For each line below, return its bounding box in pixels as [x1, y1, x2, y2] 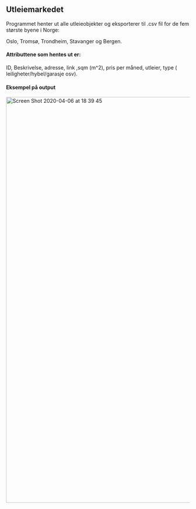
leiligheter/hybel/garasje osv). [6, 70, 78, 78]
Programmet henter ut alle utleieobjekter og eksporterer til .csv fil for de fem [6, 20, 190, 27]
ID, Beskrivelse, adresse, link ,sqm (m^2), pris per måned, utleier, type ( [6, 64, 177, 71]
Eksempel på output [6, 84, 56, 91]
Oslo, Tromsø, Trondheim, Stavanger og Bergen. [6, 37, 123, 44]
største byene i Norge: [6, 26, 60, 33]
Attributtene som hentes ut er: [6, 51, 81, 58]
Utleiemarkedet [6, 5, 64, 15]
